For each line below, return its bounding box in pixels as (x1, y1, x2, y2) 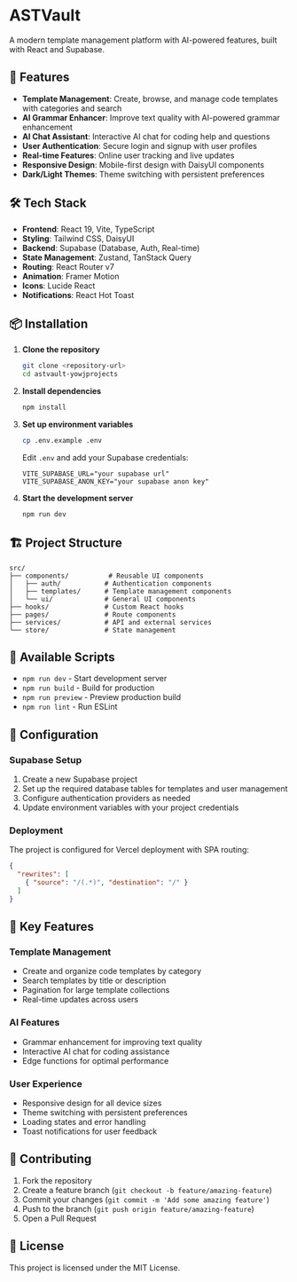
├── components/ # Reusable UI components (9, 571, 204, 580)
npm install (21, 403, 66, 413)
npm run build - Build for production (21, 682, 155, 693)
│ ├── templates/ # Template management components (9, 586, 232, 595)
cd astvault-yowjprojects (21, 370, 118, 379)
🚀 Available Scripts (9, 649, 115, 665)
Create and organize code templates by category (21, 966, 202, 977)
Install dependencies (21, 386, 102, 397)
